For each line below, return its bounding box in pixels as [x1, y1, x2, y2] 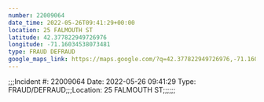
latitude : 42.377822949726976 [8, 33, 108, 42]
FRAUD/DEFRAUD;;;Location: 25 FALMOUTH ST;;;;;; [8, 85, 176, 94]
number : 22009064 [8, 11, 65, 20]
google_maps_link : [8, 56, 68, 64]
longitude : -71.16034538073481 [8, 41, 111, 49]
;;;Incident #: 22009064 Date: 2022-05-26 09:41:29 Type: [8, 76, 196, 86]
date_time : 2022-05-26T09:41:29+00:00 [8, 19, 135, 27]
